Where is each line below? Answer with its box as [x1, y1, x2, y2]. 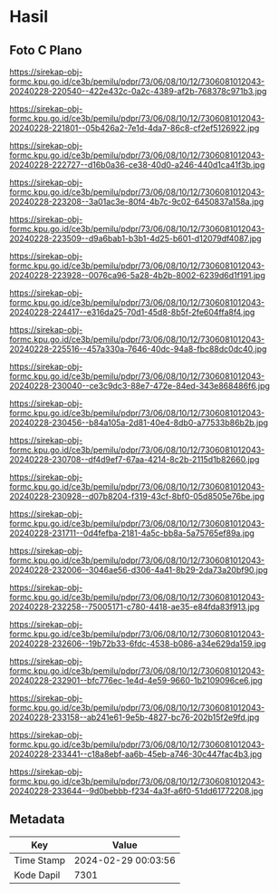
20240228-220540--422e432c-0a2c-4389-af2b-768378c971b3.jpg [9, 86, 267, 96]
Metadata [9, 811, 65, 827]
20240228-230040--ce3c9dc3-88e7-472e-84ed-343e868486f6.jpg [9, 381, 270, 391]
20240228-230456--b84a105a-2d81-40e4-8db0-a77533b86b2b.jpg [9, 417, 269, 428]
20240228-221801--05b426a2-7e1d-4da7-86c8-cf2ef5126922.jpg [9, 122, 260, 133]
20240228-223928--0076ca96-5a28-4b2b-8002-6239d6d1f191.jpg [9, 270, 265, 280]
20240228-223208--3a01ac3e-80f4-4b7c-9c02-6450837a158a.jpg [9, 197, 265, 207]
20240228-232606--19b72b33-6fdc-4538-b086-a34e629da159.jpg [9, 638, 266, 649]
